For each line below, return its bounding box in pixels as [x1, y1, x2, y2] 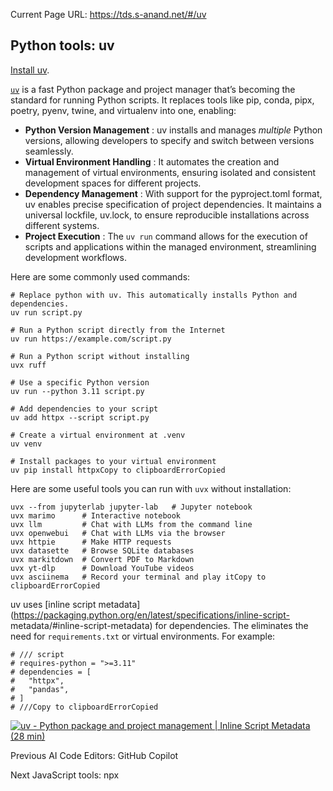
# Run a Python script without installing [10, 351, 190, 361]
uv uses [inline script [10, 598, 97, 610]
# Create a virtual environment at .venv [10, 430, 186, 440]
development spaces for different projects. [24, 177, 202, 189]
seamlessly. [24, 145, 74, 157]
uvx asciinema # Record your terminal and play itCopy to [10, 572, 267, 582]
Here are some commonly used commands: [10, 270, 191, 283]
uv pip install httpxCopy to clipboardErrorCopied [10, 465, 226, 475]
